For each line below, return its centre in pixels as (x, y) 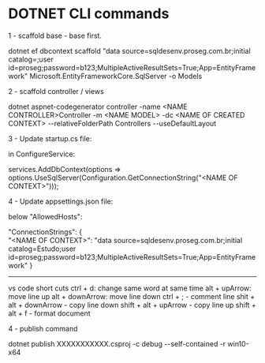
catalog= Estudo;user (42, 249)
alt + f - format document (49, 313)
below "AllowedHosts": (45, 216)
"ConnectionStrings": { (45, 232)
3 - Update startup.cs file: (50, 138)
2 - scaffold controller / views (56, 91)
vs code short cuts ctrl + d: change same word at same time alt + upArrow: (130, 288)
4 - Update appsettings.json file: (61, 201)
